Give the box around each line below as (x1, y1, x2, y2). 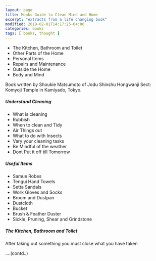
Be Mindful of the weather (12, 143, 67, 149)
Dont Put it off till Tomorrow (12, 149, 70, 155)
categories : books (5, 26, 44, 31)
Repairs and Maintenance (12, 61, 66, 67)
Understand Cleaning (5, 98, 51, 104)
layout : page (5, 7, 33, 13)
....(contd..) (5, 250, 28, 256)
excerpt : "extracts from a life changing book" (5, 17, 108, 22)
